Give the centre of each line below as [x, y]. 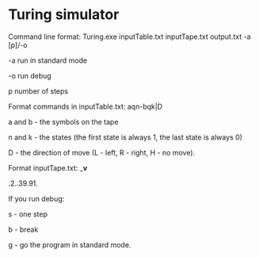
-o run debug [30, 75]
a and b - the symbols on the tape [63, 121]
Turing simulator [64, 15]
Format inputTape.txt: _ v [48, 167]
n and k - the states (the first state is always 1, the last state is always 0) [126, 137]
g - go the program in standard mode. [70, 244]
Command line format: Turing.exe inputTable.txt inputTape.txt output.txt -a [129, 36]
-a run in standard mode [48, 60]
